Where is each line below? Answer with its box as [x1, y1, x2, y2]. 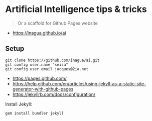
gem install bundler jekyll [5, 110, 64, 116]
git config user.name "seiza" [5, 62, 69, 67]
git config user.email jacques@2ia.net [5, 66, 89, 71]
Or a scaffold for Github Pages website [17, 20, 98, 26]
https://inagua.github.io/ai [12, 30, 66, 36]
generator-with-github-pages [12, 86, 74, 92]
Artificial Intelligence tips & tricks [5, 4, 147, 15]
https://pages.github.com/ [12, 75, 67, 81]
